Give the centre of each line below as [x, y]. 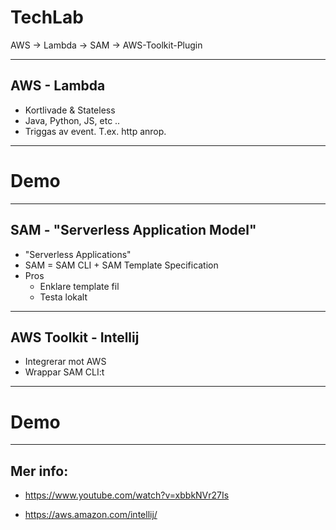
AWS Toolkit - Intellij [75, 337]
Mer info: [39, 471]
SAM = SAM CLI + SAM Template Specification [121, 265]
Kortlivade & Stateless [70, 110]
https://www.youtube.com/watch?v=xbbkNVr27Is [127, 495]
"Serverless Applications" [78, 254]
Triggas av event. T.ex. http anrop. [95, 131]
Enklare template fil [79, 286]
